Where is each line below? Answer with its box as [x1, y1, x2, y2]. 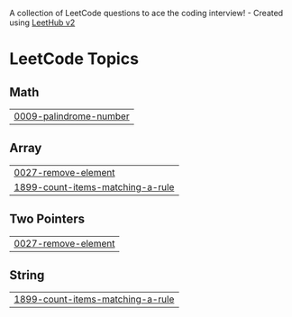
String [9, 267, 45, 283]
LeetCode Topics [9, 49, 140, 69]
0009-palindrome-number [14, 110, 130, 122]
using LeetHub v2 [9, 17, 76, 28]
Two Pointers [9, 212, 86, 227]
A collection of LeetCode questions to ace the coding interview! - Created [9, 8, 284, 18]
